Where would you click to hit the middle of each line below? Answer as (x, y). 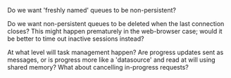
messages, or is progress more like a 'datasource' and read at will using (112, 60)
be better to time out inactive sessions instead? (76, 39)
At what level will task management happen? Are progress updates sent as (115, 52)
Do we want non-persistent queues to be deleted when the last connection (116, 24)
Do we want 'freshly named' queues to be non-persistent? (92, 10)
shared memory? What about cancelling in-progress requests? (98, 67)
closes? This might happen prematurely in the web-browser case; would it (115, 31)
